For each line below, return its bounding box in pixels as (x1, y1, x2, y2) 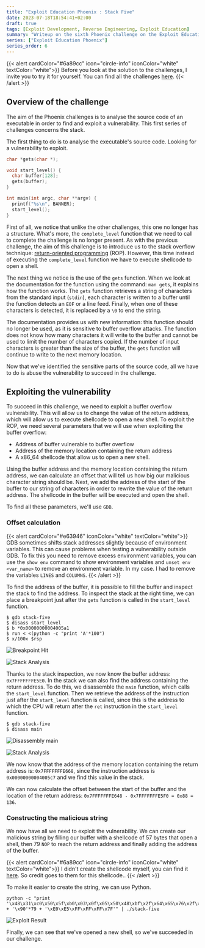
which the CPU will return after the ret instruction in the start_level (6, 703, 178, 710)
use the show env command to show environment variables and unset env (6, 558, 191, 565)
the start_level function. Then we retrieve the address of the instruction (6, 689, 190, 697)
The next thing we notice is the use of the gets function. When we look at (6, 274, 190, 281)
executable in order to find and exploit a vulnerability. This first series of (6, 120, 187, 127)
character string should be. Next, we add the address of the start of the (6, 479, 186, 486)
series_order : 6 (6, 43, 48, 49)
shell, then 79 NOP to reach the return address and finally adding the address (6, 840, 198, 847)
